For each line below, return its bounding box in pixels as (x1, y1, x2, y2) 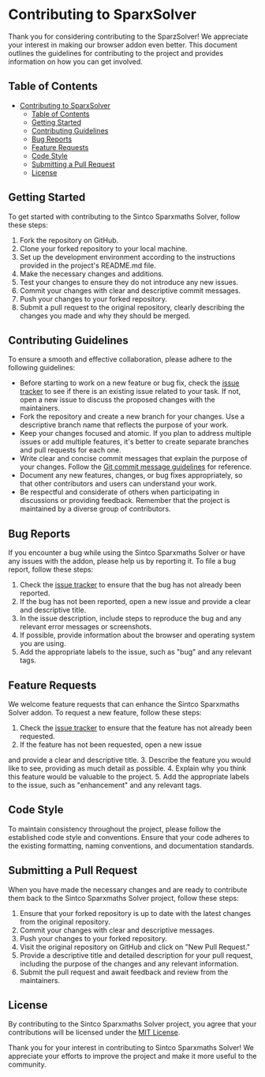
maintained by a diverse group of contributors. (19, 504, 171, 514)
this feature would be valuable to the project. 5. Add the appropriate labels (8, 772, 250, 781)
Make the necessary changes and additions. (19, 268, 164, 278)
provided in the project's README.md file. (19, 261, 156, 270)
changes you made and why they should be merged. (19, 310, 191, 321)
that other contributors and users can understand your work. (19, 479, 217, 489)
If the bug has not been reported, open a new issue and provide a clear (19, 597, 251, 606)
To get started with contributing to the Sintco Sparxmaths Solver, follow (8, 212, 241, 221)
